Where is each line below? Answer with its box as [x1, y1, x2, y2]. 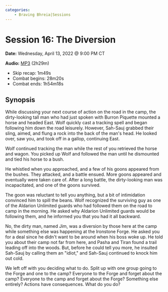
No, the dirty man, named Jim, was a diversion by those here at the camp [5, 223, 157, 229]
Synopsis [5, 95, 35, 104]
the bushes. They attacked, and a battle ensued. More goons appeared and [5, 171, 162, 177]
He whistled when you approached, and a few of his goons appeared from [5, 166, 159, 172]
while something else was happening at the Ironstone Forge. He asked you [5, 228, 160, 235]
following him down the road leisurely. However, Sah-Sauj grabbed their [5, 125, 154, 131]
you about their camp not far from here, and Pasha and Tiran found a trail [5, 239, 157, 246]
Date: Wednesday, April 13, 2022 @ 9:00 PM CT [5, 51, 105, 57]
